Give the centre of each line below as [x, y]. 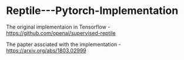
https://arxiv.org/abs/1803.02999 [46, 50]
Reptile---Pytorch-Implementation [92, 11]
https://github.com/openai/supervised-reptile [61, 33]
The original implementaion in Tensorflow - [58, 27]
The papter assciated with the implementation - [63, 44]
